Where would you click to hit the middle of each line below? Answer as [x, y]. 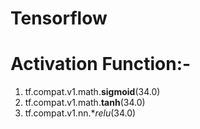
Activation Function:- [101, 64]
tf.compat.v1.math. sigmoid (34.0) [92, 92]
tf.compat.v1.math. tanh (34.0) [85, 103]
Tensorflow [59, 18]
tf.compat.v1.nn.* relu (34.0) [80, 113]
